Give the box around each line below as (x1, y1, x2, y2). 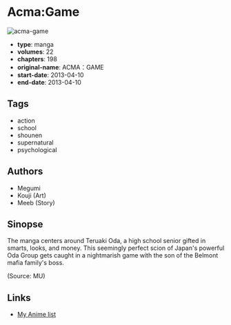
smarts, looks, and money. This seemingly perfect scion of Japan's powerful (7, 244, 225, 252)
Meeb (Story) (17, 198, 55, 207)
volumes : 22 (17, 48, 54, 56)
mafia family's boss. (7, 259, 64, 267)
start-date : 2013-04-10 (17, 70, 84, 79)
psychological (17, 145, 57, 154)
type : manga (17, 40, 54, 48)
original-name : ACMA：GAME (17, 63, 105, 71)
